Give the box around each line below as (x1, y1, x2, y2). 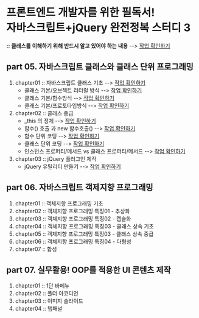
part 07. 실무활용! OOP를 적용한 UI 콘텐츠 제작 (6, 264, 172, 275)
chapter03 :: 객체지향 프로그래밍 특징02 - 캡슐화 (15, 214, 131, 222)
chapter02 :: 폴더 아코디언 (15, 290, 79, 297)
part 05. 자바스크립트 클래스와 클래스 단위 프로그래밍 (6, 62, 194, 72)
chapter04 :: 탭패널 (15, 305, 63, 313)
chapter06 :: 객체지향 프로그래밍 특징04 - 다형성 (15, 238, 132, 245)
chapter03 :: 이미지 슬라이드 (15, 297, 83, 305)
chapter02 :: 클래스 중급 (15, 109, 74, 116)
